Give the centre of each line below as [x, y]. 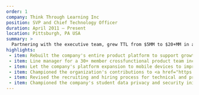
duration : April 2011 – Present [46, 28]
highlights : [21, 50]
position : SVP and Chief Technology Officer [62, 22]
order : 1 [17, 12]
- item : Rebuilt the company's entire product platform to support [94, 55]
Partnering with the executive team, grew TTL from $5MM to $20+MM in [100, 45]
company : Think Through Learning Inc [53, 17]
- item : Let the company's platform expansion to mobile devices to [95, 66]
